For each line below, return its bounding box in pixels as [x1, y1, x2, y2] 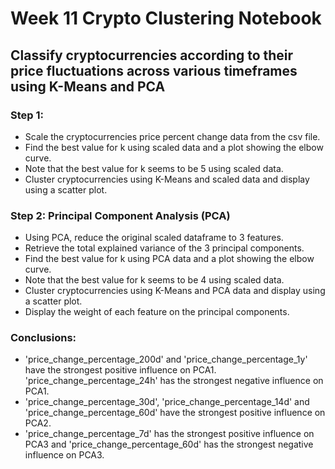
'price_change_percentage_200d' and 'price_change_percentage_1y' [24, 353, 308, 366]
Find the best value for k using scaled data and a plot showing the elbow [24, 141, 324, 153]
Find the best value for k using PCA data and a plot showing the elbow [24, 253, 315, 265]
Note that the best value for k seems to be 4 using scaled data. [24, 274, 285, 286]
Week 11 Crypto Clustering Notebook [10, 7, 322, 30]
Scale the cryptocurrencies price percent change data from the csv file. [24, 130, 321, 142]
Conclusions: [10, 331, 77, 345]
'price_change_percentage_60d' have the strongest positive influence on [24, 407, 326, 419]
